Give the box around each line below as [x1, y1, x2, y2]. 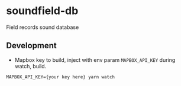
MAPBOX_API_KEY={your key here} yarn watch [6, 74, 115, 80]
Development [6, 41, 57, 51]
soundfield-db [6, 4, 79, 18]
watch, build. [14, 62, 47, 70]
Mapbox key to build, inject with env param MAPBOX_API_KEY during [14, 56, 176, 63]
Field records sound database [6, 24, 79, 31]
